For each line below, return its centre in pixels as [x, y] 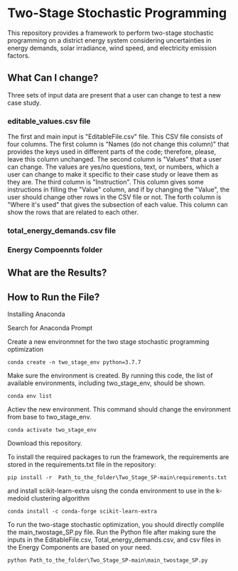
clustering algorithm [60, 498]
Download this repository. [45, 444]
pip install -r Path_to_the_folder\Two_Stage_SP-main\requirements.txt [117, 478]
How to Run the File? [54, 297]
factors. [19, 56]
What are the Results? [57, 273]
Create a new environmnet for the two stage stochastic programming [108, 342]
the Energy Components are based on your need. [80, 548]
